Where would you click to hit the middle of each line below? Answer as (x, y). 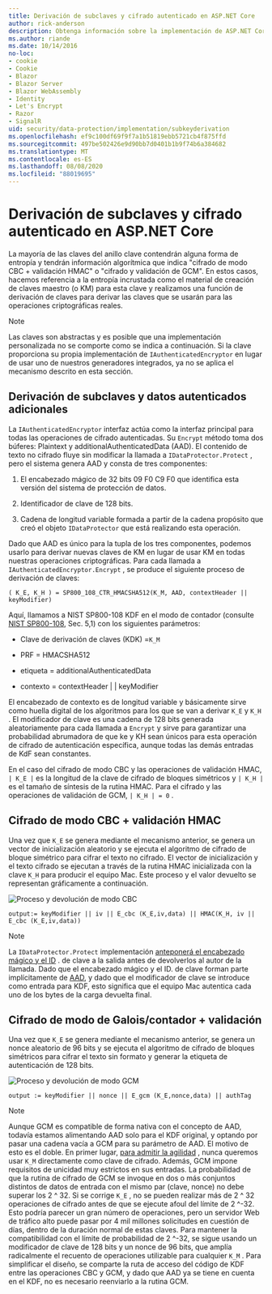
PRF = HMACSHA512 (55, 655)
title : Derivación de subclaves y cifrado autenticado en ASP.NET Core (132, 16)
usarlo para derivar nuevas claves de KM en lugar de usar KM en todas (127, 552)
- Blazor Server (36, 83)
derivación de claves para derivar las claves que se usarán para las (121, 297)
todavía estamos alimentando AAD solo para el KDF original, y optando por (133, 1135)
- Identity (27, 99)
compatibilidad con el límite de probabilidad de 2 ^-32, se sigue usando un (133, 1238)
